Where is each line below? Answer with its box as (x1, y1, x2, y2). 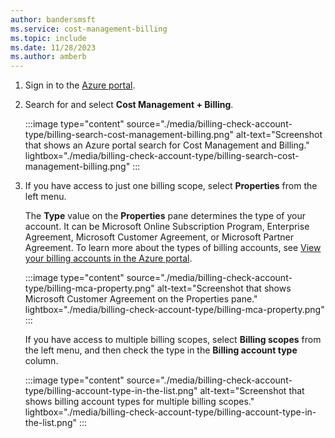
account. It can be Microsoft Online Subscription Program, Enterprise (24, 221, 310, 233)
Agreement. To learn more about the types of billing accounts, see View (24, 242, 322, 254)
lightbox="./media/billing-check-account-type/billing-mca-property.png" (24, 304, 325, 316)
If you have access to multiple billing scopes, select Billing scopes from (24, 334, 322, 346)
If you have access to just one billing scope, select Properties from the (24, 180, 318, 192)
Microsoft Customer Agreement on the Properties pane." (24, 293, 258, 305)
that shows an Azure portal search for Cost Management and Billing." (24, 139, 310, 151)
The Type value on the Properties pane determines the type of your (24, 210, 307, 222)
